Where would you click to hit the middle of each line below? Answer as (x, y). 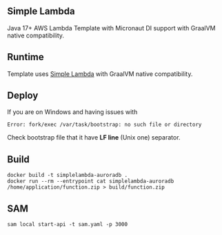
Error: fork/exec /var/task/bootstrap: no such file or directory (104, 125)
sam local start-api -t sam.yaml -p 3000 (68, 225)
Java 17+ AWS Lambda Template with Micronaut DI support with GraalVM (111, 28)
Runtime (26, 57)
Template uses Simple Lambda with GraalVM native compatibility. (100, 74)
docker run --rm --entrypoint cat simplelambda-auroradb (91, 181)
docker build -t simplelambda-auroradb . (68, 176)
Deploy (23, 96)
